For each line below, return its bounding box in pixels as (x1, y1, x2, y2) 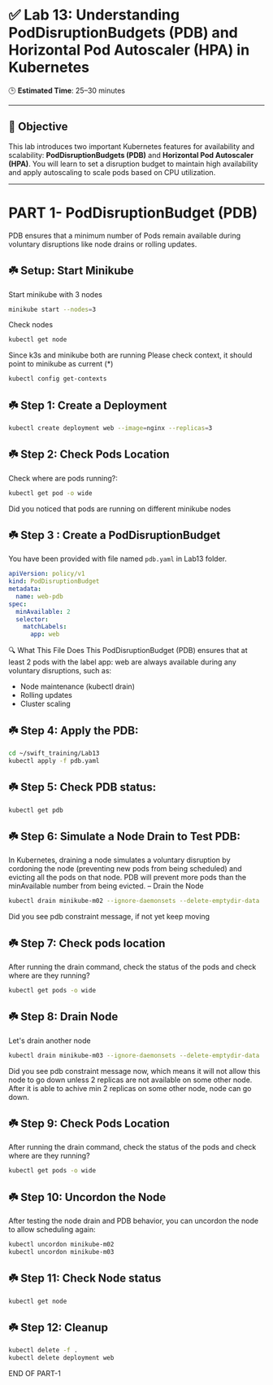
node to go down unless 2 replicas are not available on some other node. (8, 1075, 253, 1085)
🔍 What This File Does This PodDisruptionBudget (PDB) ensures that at (8, 646, 248, 655)
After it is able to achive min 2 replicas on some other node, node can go (8, 1083, 252, 1093)
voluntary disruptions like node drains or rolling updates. (8, 239, 197, 249)
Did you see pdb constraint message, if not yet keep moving (8, 912, 210, 922)
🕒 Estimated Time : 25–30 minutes (8, 85, 126, 95)
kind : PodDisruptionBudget (8, 577, 100, 585)
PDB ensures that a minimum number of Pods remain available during (8, 230, 241, 240)
